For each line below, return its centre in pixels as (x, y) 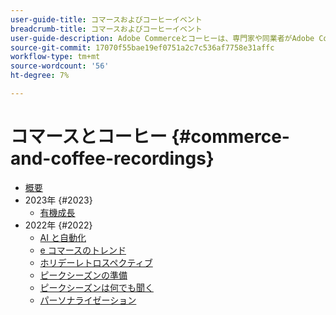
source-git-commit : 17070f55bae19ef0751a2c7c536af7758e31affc (142, 47)
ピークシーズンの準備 (83, 275)
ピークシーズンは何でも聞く (96, 287)
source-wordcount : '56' (60, 66)
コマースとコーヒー (89, 137)
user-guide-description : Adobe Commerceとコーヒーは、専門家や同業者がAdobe (162, 38)
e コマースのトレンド (83, 250)
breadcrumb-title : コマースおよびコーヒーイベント (106, 29)
